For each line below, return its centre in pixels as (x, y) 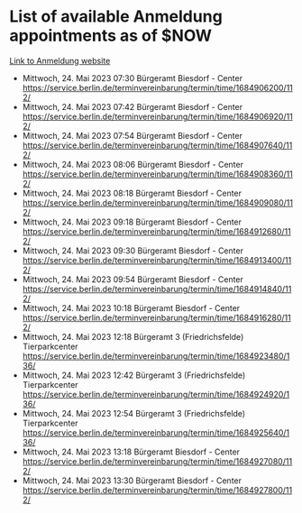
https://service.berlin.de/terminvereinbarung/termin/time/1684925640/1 (156, 432)
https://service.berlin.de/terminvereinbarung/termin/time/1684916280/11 (156, 317)
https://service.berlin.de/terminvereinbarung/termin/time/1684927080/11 (157, 461)
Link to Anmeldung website (60, 60)
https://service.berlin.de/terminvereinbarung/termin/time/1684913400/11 (157, 260)
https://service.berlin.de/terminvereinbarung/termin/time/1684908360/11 (157, 174)
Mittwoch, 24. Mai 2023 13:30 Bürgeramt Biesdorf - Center (132, 481)
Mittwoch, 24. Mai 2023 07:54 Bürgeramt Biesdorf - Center (133, 135)
